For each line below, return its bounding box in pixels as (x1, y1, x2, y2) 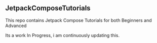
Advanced (5, 22, 27, 28)
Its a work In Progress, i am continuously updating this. (5, 32, 120, 38)
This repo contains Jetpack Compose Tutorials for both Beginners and (5, 17, 152, 23)
